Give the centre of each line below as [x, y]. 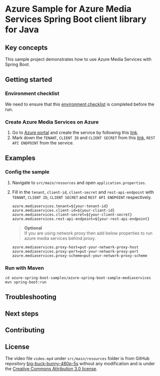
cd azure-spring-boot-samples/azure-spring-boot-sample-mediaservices [78, 278]
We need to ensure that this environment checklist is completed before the [80, 104]
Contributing [25, 330]
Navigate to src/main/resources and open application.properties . [79, 182]
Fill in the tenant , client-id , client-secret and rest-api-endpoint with [83, 192]
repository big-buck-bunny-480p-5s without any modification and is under [80, 363]
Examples [20, 158]
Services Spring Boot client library [76, 19]
